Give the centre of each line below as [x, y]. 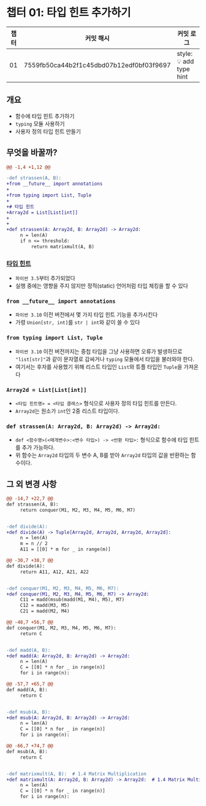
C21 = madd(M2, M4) [45, 611]
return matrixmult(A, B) [63, 246]
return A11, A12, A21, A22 [54, 572]
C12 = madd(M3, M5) [45, 606]
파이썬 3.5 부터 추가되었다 [45, 278]
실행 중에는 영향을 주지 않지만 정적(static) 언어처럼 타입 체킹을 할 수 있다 [101, 286]
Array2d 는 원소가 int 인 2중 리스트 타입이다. [67, 411]
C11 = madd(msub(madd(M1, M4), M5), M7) [72, 600]
